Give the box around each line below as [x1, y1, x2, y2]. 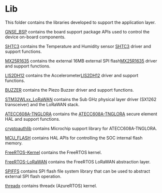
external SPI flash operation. [5, 173, 61, 179]
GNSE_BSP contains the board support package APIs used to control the [5, 29, 150, 34]
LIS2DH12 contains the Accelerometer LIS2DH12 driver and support [5, 72, 139, 78]
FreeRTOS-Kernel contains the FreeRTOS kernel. [5, 149, 102, 155]
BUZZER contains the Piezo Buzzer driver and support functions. [5, 87, 134, 93]
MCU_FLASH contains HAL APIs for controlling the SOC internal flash [5, 135, 143, 141]
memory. [5, 140, 23, 146]
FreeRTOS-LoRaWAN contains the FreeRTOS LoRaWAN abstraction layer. [5, 159, 151, 164]
